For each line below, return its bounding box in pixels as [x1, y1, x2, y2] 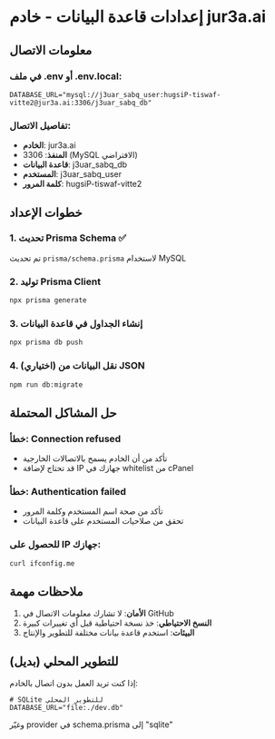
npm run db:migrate [9, 379, 83, 389]
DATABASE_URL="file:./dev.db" [9, 704, 124, 713]
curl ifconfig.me [9, 558, 75, 568]
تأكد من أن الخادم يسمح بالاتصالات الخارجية [22, 453, 168, 464]
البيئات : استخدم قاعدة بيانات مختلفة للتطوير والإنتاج [22, 627, 195, 638]
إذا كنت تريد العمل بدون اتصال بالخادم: [9, 678, 139, 689]
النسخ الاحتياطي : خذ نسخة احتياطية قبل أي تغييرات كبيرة [22, 617, 212, 628]
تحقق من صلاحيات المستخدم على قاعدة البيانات [22, 516, 184, 527]
